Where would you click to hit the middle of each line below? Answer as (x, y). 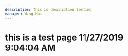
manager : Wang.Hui (23, 14)
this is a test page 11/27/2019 (64, 38)
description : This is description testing (48, 9)
